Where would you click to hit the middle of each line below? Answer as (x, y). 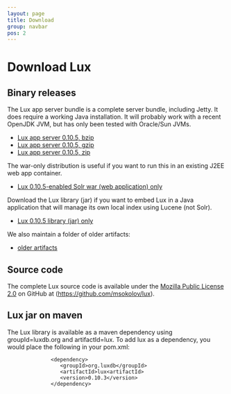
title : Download (31, 20)
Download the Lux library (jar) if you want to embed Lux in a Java (101, 200)
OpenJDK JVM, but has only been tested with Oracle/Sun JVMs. (99, 124)
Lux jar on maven (45, 315)
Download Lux (49, 67)
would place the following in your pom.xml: (69, 347)
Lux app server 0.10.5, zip (54, 153)
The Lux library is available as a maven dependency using (90, 332)
